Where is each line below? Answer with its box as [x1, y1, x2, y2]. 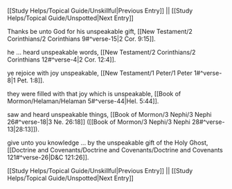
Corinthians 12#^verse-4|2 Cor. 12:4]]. [7, 55, 116, 64]
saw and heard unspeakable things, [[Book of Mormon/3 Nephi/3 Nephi [7, 111, 212, 118]
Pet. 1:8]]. [17, 76, 45, 84]
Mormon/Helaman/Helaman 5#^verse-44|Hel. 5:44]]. [7, 97, 159, 105]
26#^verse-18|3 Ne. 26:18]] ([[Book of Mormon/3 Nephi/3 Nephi [7, 118, 190, 126]
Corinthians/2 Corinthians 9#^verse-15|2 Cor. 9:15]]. [7, 35, 156, 43]
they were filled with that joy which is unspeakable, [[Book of [7, 90, 181, 98]
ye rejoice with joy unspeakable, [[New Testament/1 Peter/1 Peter [7, 69, 193, 77]
